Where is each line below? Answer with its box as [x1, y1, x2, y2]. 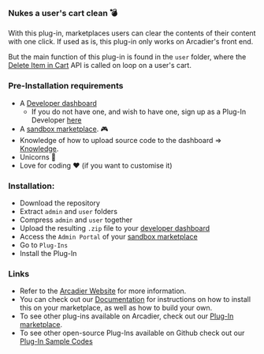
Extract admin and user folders [19, 206, 118, 216]
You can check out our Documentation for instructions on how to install [19, 295, 251, 304]
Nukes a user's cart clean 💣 [8, 7, 118, 18]
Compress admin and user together [19, 215, 133, 224]
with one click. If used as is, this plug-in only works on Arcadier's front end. [8, 37, 254, 47]
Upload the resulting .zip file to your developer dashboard [19, 223, 210, 232]
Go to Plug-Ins [19, 240, 69, 250]
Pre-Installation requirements [8, 81, 124, 92]
